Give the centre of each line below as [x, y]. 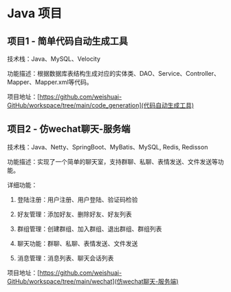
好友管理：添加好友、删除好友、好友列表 [74, 214]
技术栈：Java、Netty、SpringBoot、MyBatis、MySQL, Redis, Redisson [108, 147]
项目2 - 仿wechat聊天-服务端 [69, 129]
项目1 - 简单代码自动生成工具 [68, 41]
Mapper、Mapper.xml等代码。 [50, 82]
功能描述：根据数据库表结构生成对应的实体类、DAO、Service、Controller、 [113, 73]
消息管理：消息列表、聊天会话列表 [65, 258]
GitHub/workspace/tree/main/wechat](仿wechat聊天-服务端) [93, 281]
